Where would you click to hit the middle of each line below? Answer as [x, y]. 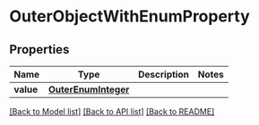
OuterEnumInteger [89, 89]
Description [164, 75]
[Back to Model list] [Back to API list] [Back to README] [112, 112]
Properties [39, 50]
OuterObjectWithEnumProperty [130, 17]
